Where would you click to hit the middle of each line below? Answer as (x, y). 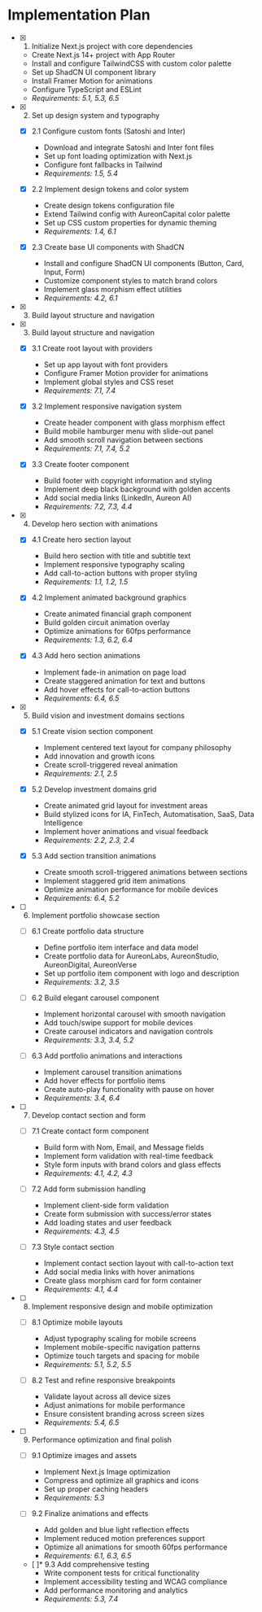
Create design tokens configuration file (109, 206)
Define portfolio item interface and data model (121, 947)
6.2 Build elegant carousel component (95, 998)
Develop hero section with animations (94, 524)
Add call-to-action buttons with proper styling (120, 573)
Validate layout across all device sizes (107, 1396)
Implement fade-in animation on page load (115, 672)
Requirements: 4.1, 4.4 (81, 1289)
